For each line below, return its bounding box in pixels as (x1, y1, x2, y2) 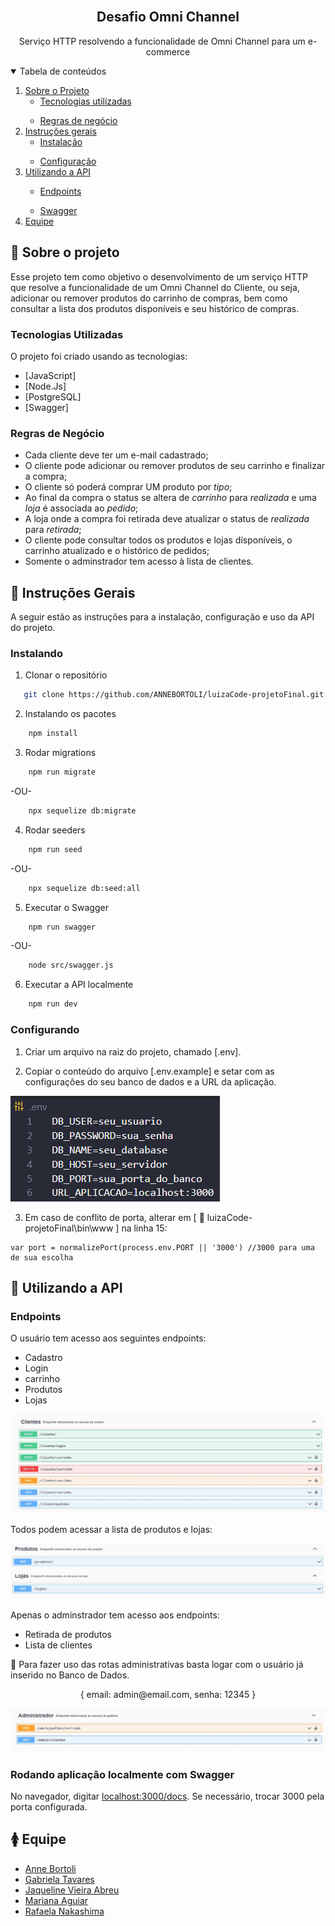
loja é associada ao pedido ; (24, 502, 139, 514)
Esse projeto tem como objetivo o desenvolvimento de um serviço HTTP (10, 270, 308, 283)
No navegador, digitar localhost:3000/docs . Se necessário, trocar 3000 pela (10, 1790, 325, 1802)
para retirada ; (24, 524, 82, 536)
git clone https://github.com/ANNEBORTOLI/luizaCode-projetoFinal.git (23, 690, 325, 700)
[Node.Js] (24, 380, 67, 392)
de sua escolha (10, 1252, 74, 1263)
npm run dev (28, 999, 78, 1009)
